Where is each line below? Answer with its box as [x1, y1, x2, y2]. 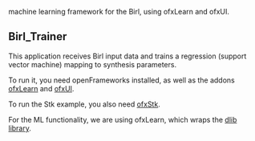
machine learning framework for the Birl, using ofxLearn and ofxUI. [8, 7, 230, 16]
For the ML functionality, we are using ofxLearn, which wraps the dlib [8, 115, 237, 124]
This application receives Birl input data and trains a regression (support [8, 51, 247, 61]
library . [8, 123, 32, 133]
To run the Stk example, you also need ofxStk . [8, 99, 160, 109]
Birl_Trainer [8, 30, 67, 43]
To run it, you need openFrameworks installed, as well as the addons [8, 75, 235, 85]
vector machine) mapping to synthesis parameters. [8, 59, 177, 69]
